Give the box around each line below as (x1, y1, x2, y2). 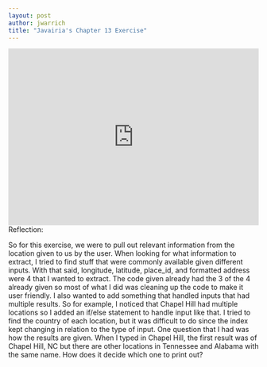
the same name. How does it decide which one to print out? (8, 350, 203, 360)
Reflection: (8, 225, 44, 234)
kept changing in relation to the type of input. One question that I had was (8, 325, 250, 334)
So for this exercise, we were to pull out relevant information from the (8, 240, 235, 250)
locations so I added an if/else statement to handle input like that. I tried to (8, 307, 251, 318)
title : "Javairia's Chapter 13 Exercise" (8, 26, 148, 34)
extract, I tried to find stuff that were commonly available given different (8, 257, 244, 267)
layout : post (8, 11, 52, 20)
